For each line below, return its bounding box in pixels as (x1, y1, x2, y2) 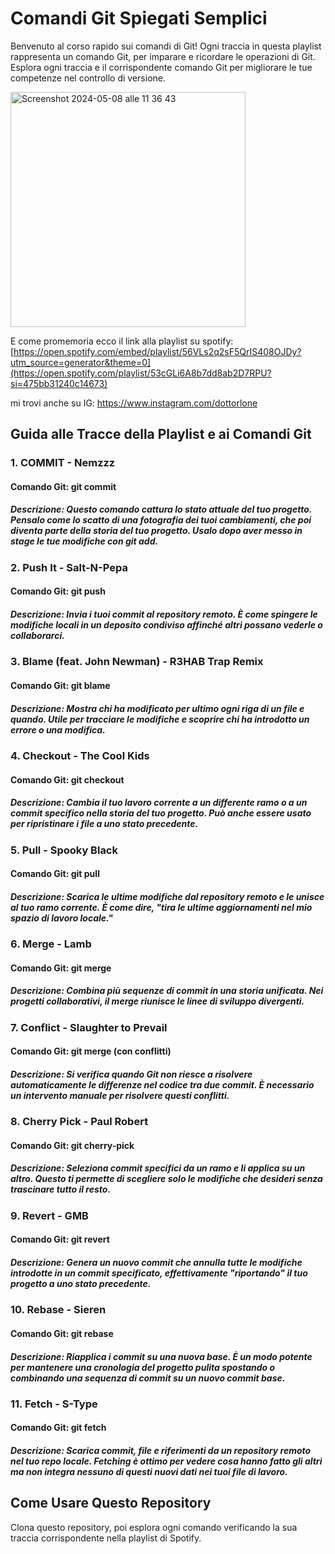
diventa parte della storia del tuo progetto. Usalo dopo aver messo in (10, 525, 303, 537)
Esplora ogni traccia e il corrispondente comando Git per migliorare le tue (10, 61, 313, 73)
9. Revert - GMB (10, 1208, 89, 1222)
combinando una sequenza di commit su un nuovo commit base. (10, 1372, 286, 1384)
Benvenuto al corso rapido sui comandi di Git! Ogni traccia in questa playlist (10, 40, 322, 52)
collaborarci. (10, 630, 65, 641)
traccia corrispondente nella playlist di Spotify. (10, 1532, 202, 1544)
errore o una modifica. (10, 723, 106, 736)
